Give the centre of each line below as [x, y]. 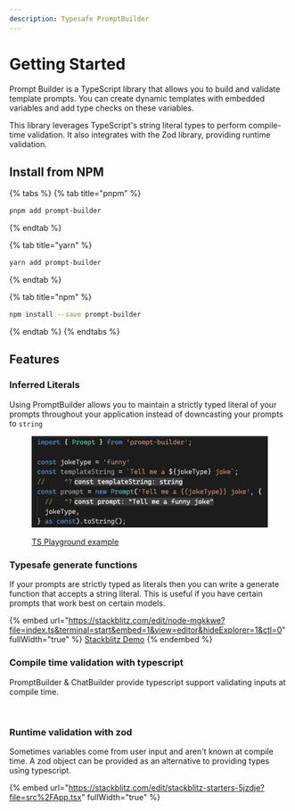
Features [34, 360]
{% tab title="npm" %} [50, 297]
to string [26, 423]
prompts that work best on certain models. [87, 603]
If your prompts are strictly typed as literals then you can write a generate [144, 584]
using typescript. [40, 770]
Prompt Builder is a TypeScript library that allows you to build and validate [145, 88]
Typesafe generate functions [74, 565]
